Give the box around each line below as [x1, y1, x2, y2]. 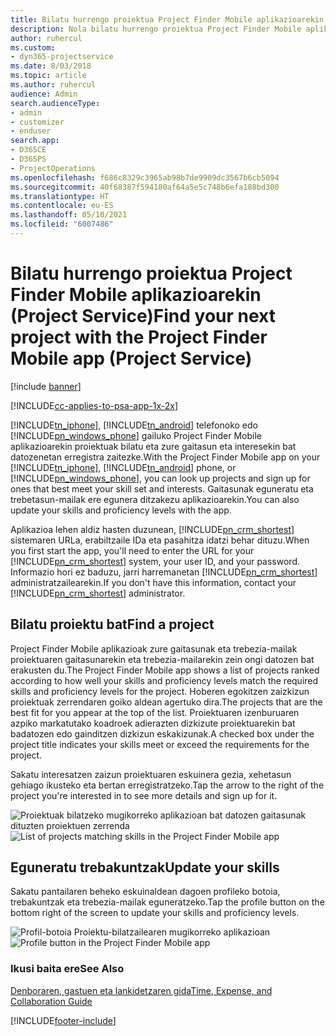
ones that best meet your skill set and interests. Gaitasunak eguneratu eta [10, 482, 314, 495]
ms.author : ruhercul [10, 80, 97, 90]
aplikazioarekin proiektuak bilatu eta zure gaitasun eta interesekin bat [10, 440, 297, 452]
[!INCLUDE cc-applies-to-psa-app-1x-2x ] [10, 399, 179, 411]
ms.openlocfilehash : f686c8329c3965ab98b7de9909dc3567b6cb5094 [10, 172, 280, 183]
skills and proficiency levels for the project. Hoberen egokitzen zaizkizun [10, 685, 310, 697]
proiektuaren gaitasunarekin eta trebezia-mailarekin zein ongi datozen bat [10, 653, 315, 665]
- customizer [10, 117, 65, 127]
